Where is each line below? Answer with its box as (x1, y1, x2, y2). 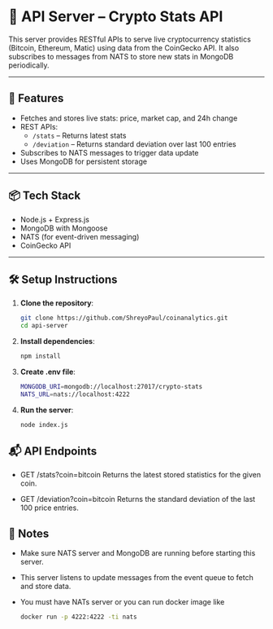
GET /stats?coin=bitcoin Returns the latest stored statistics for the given (19, 470, 262, 480)
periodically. (8, 60, 50, 70)
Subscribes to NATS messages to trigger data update (19, 147, 199, 157)
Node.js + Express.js (19, 214, 89, 224)
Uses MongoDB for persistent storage (19, 156, 148, 166)
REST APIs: (19, 121, 58, 131)
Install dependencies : (19, 336, 95, 346)
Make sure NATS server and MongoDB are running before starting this (19, 548, 256, 558)
